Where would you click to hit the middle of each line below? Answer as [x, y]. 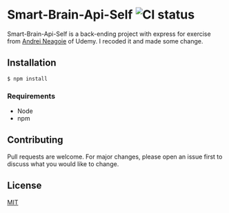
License [24, 186]
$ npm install [28, 79]
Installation [32, 63]
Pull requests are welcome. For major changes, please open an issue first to [115, 156]
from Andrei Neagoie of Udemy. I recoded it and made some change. [105, 41]
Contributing [35, 140]
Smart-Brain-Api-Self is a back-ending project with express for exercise [109, 34]
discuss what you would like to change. [63, 164]
